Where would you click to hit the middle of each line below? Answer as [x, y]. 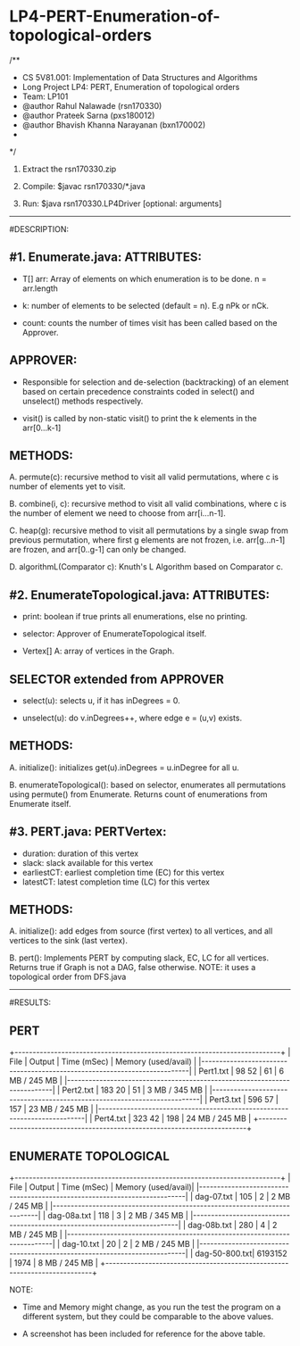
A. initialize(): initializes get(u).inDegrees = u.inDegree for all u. [124, 767]
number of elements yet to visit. [68, 486]
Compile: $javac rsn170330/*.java [83, 186]
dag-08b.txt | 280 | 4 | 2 [232, 1226]
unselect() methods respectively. [83, 401]
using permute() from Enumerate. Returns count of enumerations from [138, 794]
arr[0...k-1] [42, 428]
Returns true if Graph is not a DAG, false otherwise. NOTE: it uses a [133, 968]
